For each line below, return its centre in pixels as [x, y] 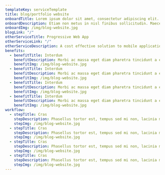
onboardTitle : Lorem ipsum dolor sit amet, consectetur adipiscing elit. [82, 19]
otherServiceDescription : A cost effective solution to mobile [71, 46]
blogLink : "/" [20, 32]
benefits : [15, 50]
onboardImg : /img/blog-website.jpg [41, 28]
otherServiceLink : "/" [28, 42]
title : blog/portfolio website [37, 14]
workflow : [15, 110]
